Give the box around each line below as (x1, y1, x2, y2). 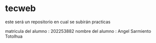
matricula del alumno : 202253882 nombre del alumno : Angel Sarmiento (5, 28, 151, 34)
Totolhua (5, 33, 23, 39)
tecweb (5, 3, 36, 14)
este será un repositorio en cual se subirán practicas (5, 19, 111, 25)
